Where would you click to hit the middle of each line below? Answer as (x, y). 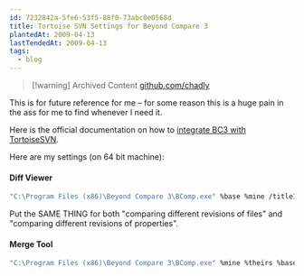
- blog (30, 60)
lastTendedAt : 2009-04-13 (58, 43)
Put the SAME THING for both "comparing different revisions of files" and (146, 214)
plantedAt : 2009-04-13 (52, 34)
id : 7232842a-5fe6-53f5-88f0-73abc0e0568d (90, 18)
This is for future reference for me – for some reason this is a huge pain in (147, 103)
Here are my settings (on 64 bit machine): (87, 157)
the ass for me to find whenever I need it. (86, 112)
